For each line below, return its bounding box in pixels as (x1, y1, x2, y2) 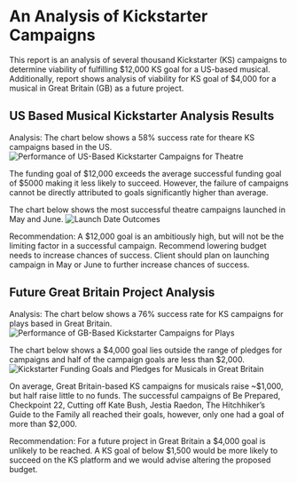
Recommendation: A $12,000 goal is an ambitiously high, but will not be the (9, 231, 285, 241)
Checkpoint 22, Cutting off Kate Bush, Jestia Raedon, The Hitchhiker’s (9, 400, 266, 410)
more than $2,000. (9, 418, 78, 429)
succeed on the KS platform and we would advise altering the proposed (9, 455, 271, 465)
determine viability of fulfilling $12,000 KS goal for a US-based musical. (9, 64, 270, 75)
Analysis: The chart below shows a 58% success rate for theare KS (9, 131, 255, 143)
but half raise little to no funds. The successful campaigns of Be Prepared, (9, 390, 281, 400)
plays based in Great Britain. (9, 318, 113, 329)
